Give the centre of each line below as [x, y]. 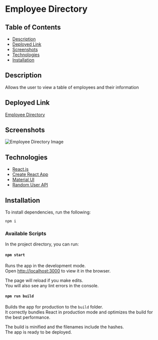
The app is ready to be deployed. [39, 332]
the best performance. [28, 317]
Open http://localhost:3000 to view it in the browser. [58, 271]
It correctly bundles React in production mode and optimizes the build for [79, 312]
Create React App [30, 174]
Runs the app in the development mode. [45, 265]
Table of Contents [33, 27]
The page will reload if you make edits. [44, 280]
